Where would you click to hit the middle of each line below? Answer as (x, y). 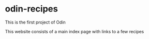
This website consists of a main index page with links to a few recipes (74, 31)
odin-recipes (31, 9)
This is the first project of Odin (35, 22)
